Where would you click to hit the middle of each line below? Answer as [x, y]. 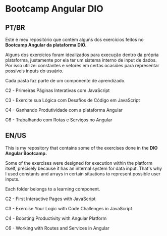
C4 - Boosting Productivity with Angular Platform [56, 218]
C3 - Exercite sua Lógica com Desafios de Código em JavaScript [73, 100]
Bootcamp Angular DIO [54, 9]
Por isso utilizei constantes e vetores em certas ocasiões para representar [82, 65]
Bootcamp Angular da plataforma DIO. [46, 45]
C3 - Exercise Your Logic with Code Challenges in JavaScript [69, 208]
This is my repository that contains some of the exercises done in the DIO [81, 148]
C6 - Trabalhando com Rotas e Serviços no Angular [59, 120]
